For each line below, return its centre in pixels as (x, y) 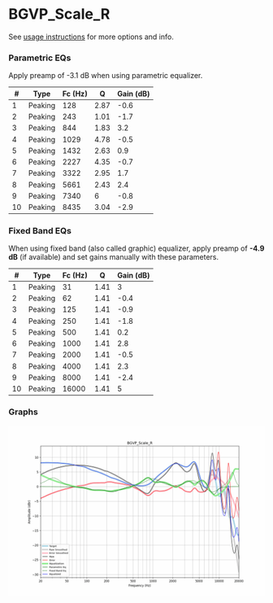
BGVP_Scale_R (59, 14)
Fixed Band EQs (40, 230)
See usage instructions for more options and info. (91, 37)
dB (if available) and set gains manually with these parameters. (114, 257)
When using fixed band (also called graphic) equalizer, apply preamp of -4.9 (136, 248)
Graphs (23, 412)
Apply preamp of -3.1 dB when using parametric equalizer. (106, 76)
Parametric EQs (40, 58)
